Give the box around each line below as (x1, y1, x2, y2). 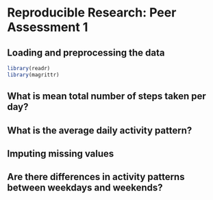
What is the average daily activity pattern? (7, 124, 192, 136)
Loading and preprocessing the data (7, 47, 165, 58)
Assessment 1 (7, 19, 88, 35)
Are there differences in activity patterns (7, 171, 185, 183)
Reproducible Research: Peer (7, 5, 177, 21)
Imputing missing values (7, 148, 114, 159)
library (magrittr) (7, 71, 60, 78)
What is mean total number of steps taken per (7, 91, 207, 102)
